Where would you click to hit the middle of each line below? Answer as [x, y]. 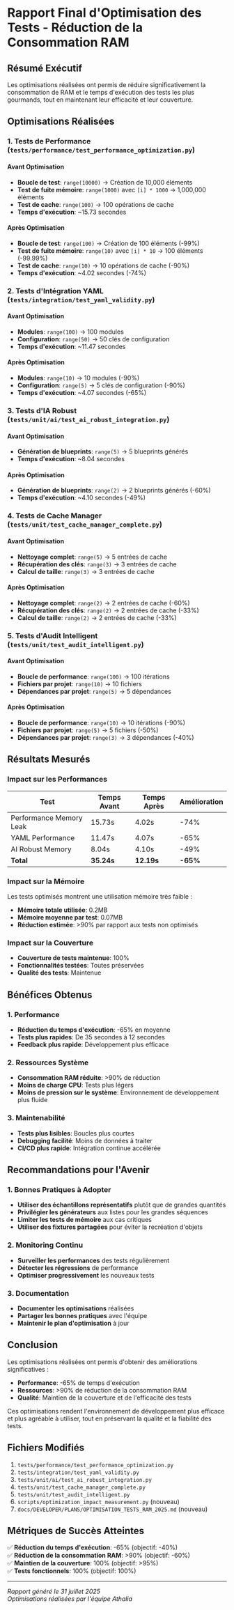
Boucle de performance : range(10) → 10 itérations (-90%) [101, 723]
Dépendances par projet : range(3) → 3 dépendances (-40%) [106, 738]
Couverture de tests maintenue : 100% [73, 958]
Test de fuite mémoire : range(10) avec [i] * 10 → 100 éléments [110, 250]
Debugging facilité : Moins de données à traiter [85, 1140]
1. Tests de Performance [49, 141]
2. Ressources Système [48, 1062]
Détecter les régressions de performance [78, 1268]
